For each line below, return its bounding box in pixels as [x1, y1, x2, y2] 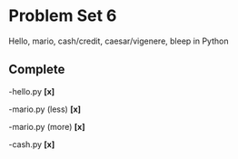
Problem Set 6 [8, 5, 117, 26]
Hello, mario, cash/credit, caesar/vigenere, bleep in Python [8, 35, 229, 46]
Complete [8, 62, 65, 77]
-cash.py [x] [8, 138, 55, 150]
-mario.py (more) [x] [8, 121, 85, 132]
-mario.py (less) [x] [8, 104, 82, 114]
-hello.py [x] [8, 85, 55, 96]
